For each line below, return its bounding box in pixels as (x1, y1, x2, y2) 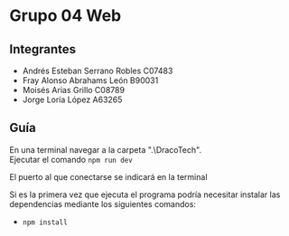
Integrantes (9, 42, 77, 57)
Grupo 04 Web (9, 5, 122, 26)
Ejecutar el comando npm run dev (9, 154, 133, 165)
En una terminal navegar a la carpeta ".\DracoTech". (9, 144, 201, 155)
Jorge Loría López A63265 (22, 94, 123, 105)
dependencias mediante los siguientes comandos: (9, 198, 197, 209)
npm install (22, 218, 68, 227)
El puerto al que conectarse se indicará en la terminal (9, 171, 208, 182)
